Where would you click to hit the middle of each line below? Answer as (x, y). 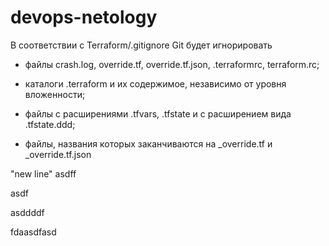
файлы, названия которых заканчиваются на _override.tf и (148, 143)
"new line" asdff (43, 173)
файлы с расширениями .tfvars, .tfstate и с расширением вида (158, 113)
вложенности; (55, 94)
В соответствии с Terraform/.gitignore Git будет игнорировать (141, 45)
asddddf (27, 212)
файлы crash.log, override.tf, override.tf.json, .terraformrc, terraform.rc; (172, 64)
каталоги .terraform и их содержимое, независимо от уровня (155, 83)
